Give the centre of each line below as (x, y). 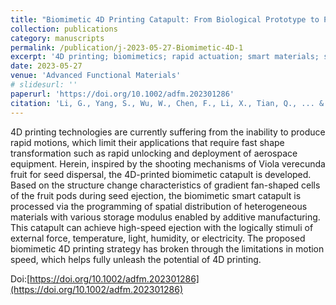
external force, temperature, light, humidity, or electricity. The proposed (158, 238)
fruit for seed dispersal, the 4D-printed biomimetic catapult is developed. (161, 174)
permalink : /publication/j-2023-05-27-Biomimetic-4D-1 (127, 47)
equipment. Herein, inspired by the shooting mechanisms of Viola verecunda (168, 163)
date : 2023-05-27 (46, 66)
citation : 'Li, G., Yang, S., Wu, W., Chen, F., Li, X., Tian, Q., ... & (167, 103)
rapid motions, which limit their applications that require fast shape (147, 142)
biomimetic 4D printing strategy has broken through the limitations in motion (167, 248)
